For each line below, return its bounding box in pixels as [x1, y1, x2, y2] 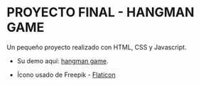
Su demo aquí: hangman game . [16, 56, 109, 65]
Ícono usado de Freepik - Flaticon [16, 70, 116, 79]
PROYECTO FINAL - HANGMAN [6, 4, 195, 21]
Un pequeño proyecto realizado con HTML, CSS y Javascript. [6, 43, 187, 51]
